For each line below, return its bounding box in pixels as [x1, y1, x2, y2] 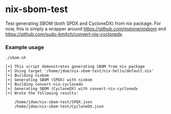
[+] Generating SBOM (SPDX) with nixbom [5, 78, 93, 83]
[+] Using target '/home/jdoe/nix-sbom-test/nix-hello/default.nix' [5, 68, 154, 74]
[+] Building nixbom [5, 73, 50, 78]
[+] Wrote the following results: [5, 91, 79, 96]
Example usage [5, 44, 44, 51]
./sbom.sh [5, 55, 27, 60]
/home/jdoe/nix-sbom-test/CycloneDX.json [14, 104, 104, 109]
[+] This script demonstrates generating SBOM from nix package [5, 64, 145, 69]
